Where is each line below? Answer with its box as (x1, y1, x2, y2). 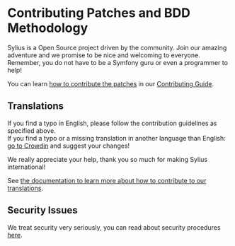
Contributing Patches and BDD (7, 5, 191, 21)
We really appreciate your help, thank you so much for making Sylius (7, 155, 207, 163)
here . (7, 230, 23, 239)
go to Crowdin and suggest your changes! (7, 141, 130, 150)
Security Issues (7, 204, 78, 216)
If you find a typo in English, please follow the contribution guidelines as (7, 119, 217, 127)
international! (7, 163, 46, 171)
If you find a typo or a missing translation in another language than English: (7, 134, 227, 142)
